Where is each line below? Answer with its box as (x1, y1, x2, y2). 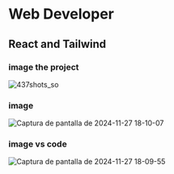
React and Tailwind (8, 37, 107, 51)
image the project (8, 62, 79, 73)
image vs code (8, 138, 67, 150)
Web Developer (8, 5, 115, 23)
